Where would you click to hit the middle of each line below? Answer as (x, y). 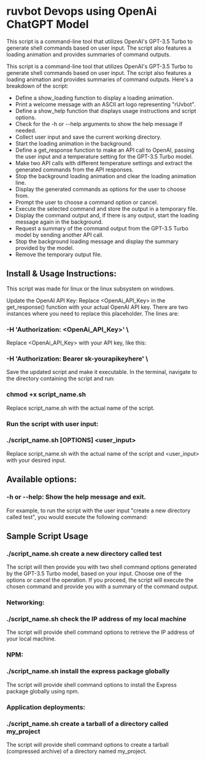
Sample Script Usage (47, 536)
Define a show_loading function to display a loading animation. (94, 98)
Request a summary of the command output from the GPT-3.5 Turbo (102, 228)
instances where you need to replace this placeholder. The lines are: (93, 313)
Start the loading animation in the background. (74, 143)
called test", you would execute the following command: (77, 517)
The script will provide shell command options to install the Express (91, 685)
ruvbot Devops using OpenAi (82, 11)
